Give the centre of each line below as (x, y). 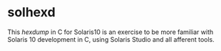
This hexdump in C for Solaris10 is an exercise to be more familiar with (110, 32)
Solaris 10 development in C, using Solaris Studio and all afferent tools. (111, 39)
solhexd (31, 12)
